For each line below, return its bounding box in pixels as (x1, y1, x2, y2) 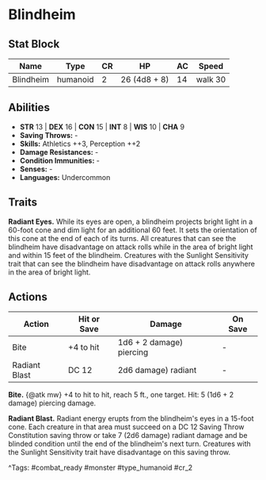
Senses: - (19, 164, 53, 174)
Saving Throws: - (19, 130, 78, 140)
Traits (8, 196, 38, 209)
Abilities (8, 101, 50, 114)
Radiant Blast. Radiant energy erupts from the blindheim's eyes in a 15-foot (8, 414, 254, 424)
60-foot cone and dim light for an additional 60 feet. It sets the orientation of (8, 225, 257, 235)
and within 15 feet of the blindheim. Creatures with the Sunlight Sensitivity (8, 250, 249, 259)
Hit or (78, 313, 101, 324)
